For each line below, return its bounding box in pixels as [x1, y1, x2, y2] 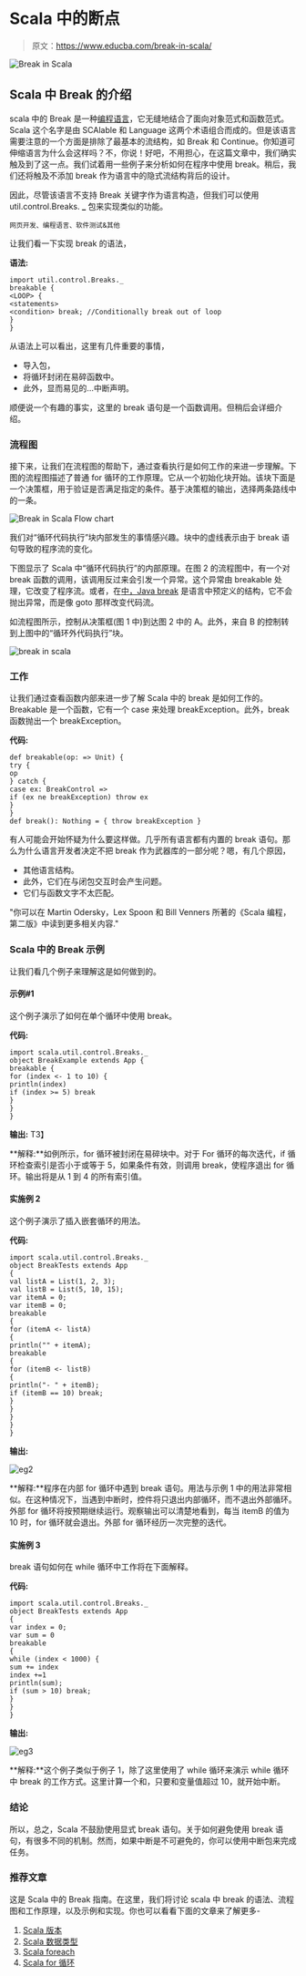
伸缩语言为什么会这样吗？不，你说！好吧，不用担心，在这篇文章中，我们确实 [9, 147, 297, 158]
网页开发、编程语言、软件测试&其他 [9, 221, 121, 230]
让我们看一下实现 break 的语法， [9, 238, 132, 249]
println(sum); [9, 1679, 64, 1688]
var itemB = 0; [9, 1301, 67, 1311]
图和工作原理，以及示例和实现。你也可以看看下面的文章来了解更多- [9, 1905, 261, 1916]
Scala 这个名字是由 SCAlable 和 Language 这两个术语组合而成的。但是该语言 [9, 124, 297, 135]
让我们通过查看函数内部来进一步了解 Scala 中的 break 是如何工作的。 [9, 693, 269, 704]
